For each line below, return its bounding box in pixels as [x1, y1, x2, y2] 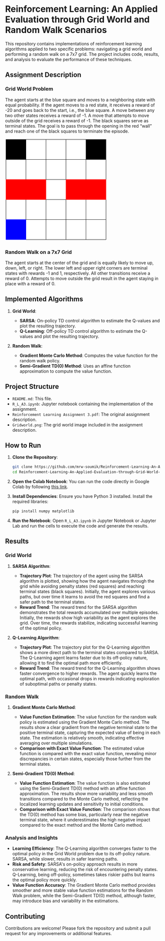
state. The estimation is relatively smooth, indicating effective [19, 734, 144, 740]
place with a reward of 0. [5, 280, 56, 286]
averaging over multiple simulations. [19, 740, 93, 746]
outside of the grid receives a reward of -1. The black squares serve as [5, 117, 149, 124]
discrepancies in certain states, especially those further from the [19, 756, 151, 762]
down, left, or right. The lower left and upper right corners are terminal [5, 265, 148, 271]
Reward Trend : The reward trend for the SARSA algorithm [19, 604, 137, 610]
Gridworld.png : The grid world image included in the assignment [12, 421, 143, 427]
